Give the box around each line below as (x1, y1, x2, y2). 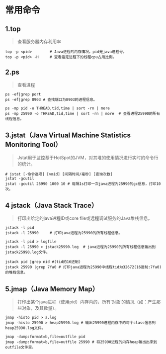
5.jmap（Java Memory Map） (5, 284, 99, 293)
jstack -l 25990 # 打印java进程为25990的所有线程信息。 (5, 231, 123, 236)
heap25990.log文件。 (5, 326, 46, 331)
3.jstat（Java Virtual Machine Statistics (5, 131, 131, 140)
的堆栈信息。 (5, 270, 28, 275)
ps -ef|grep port (5, 91, 41, 97)
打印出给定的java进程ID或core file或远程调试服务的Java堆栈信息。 (17, 215, 153, 221)
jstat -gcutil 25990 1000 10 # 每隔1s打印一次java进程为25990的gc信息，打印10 (5, 181, 161, 186)
